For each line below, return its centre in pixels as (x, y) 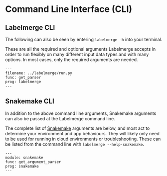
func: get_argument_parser (33, 162)
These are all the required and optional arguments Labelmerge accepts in (81, 49)
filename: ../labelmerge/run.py (39, 73)
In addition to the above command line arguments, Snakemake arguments (81, 113)
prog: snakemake (22, 166)
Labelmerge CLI (30, 28)
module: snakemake (24, 158)
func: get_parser (23, 78)
